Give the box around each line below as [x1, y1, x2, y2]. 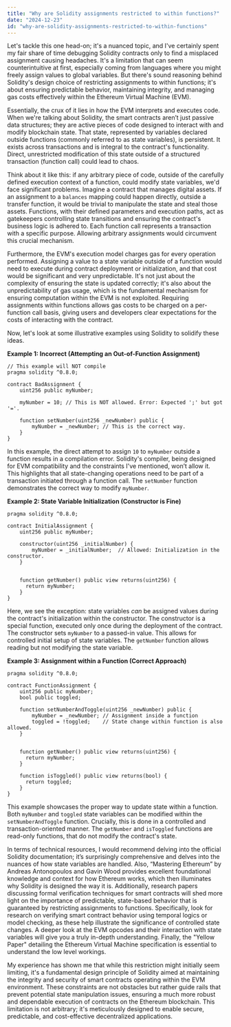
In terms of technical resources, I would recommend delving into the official [7, 845, 221, 854]
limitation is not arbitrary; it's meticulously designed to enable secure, [7, 1005, 205, 1013]
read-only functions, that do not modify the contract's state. [7, 832, 177, 840]
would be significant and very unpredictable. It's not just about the [7, 272, 195, 280]
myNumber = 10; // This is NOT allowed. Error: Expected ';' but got [19, 399, 223, 406]
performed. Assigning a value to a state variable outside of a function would [7, 257, 222, 266]
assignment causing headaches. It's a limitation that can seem [7, 56, 184, 65]
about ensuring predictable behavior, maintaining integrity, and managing [7, 85, 214, 94]
